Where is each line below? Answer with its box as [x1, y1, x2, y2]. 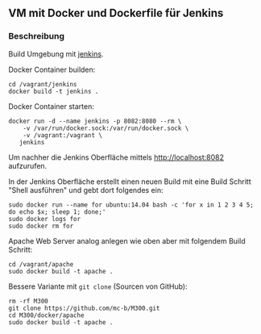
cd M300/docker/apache [8, 311, 85, 319]
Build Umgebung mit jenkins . [8, 48, 104, 59]
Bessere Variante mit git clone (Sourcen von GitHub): [8, 282, 188, 291]
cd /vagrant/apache [8, 260, 74, 269]
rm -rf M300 [8, 297, 48, 305]
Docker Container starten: [8, 101, 94, 111]
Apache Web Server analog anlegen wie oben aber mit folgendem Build [8, 236, 246, 245]
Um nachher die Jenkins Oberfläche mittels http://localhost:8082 [8, 152, 224, 162]
